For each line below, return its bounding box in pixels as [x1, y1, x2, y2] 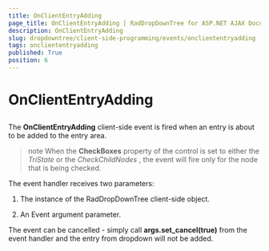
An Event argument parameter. [19, 209, 122, 220]
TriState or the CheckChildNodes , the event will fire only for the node [27, 155, 259, 165]
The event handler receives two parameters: [8, 179, 155, 189]
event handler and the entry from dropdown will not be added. [8, 233, 214, 244]
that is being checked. [27, 163, 102, 173]
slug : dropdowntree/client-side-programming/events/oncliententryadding [8, 34, 256, 42]
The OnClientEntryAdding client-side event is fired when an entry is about [8, 122, 255, 132]
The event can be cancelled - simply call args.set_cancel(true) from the [8, 225, 248, 235]
